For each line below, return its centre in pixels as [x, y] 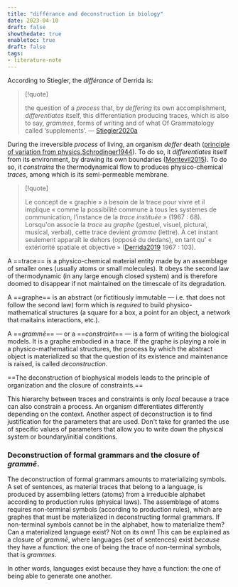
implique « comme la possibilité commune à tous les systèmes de [120, 209]
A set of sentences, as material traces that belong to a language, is [105, 487]
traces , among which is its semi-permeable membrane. [88, 174]
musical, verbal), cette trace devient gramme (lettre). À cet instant [121, 232]
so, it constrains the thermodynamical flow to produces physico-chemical [115, 167]
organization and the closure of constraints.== [75, 385]
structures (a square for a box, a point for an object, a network [140, 312]
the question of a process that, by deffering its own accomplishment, [125, 108]
